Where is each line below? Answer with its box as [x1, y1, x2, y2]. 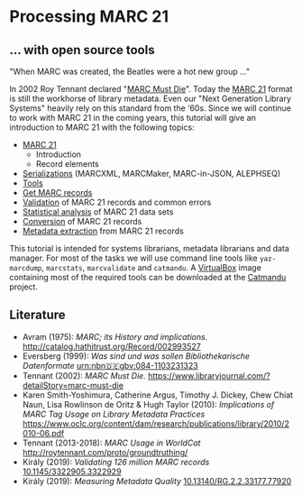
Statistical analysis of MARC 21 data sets [22, 206, 174, 217]
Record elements [35, 159, 99, 169]
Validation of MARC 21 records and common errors [22, 197, 212, 207]
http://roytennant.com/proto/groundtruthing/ [22, 446, 188, 457]
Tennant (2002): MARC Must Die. [22, 370, 146, 380]
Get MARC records [22, 188, 93, 197]
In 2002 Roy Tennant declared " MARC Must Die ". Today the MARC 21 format [9, 84, 293, 94]
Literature [9, 307, 66, 323]
